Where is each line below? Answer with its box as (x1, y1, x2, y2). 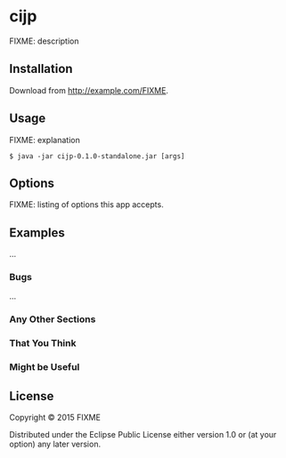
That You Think (9, 337, 77, 350)
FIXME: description (9, 36, 79, 46)
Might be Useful (9, 361, 80, 374)
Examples (9, 225, 65, 240)
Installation (9, 61, 73, 76)
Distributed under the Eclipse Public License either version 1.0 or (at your (9, 430, 277, 440)
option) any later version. (9, 438, 101, 450)
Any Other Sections (9, 313, 96, 325)
